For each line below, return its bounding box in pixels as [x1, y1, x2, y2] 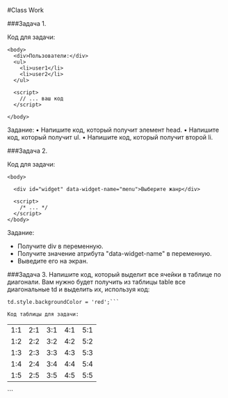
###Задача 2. [7, 146, 48, 155]
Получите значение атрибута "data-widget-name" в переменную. [17, 250, 212, 257]
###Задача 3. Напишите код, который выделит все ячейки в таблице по [7, 270, 221, 278]
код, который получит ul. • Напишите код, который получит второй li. [7, 133, 213, 141]
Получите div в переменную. [17, 242, 104, 250]
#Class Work [7, 6, 44, 14]
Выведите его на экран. [17, 257, 88, 265]
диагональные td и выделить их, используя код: [7, 285, 150, 293]
